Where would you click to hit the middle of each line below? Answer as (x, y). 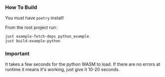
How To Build (21, 7)
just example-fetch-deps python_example (47, 37)
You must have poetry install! (34, 18)
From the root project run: (31, 27)
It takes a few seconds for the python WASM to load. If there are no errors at (83, 64)
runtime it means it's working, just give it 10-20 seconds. (62, 70)
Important (17, 53)
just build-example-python (33, 41)
